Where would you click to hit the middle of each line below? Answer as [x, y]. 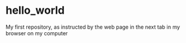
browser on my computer [37, 33]
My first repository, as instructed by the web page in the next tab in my [93, 27]
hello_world [35, 10]
